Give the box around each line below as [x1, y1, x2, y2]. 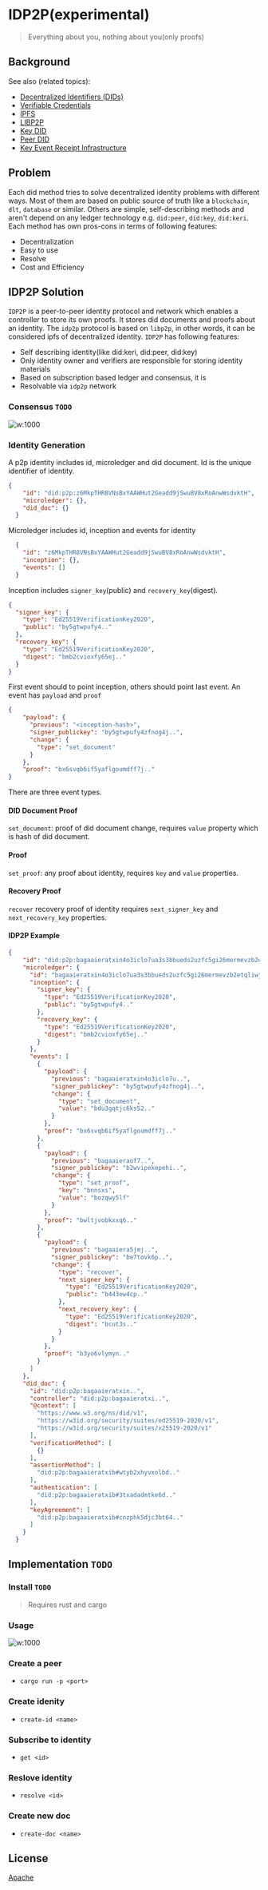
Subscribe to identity [8, 1734, 92, 1745]
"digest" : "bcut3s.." [65, 1320, 137, 1328]
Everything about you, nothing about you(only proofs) [27, 32, 205, 42]
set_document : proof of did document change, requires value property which [8, 823, 258, 833]
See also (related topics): [8, 76, 91, 86]
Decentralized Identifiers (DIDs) [19, 92, 124, 101]
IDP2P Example [8, 931, 60, 941]
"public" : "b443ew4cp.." [65, 1291, 148, 1299]
